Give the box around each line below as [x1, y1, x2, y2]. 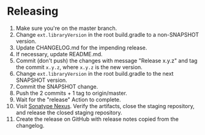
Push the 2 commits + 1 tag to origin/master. [15, 89, 127, 97]
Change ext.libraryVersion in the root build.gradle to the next [15, 70, 174, 77]
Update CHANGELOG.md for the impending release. [15, 44, 147, 51]
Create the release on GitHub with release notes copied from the [15, 115, 179, 123]
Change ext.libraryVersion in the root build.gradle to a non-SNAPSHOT [15, 31, 199, 38]
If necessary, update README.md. [15, 50, 103, 57]
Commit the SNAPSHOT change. [15, 82, 99, 90]
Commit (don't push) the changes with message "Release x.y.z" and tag [15, 57, 198, 64]
